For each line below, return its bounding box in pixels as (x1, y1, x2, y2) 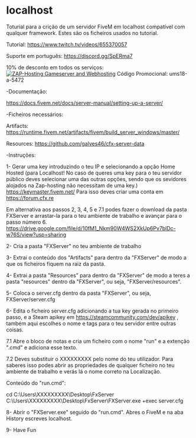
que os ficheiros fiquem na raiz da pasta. (6, 260, 106, 267)
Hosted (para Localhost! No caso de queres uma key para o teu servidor (6, 169, 182, 176)
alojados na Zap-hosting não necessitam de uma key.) (6, 182, 138, 189)
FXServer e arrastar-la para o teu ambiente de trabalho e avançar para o (6, 212, 182, 219)
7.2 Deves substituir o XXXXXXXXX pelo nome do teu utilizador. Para (6, 355, 174, 362)
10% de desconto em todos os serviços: (6, 63, 104, 71)
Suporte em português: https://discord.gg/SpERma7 (6, 52, 133, 59)
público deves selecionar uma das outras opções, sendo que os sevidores (6, 175, 187, 182)
